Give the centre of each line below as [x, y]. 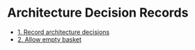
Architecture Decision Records [98, 13]
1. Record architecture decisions [63, 32]
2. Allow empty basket [49, 39]
